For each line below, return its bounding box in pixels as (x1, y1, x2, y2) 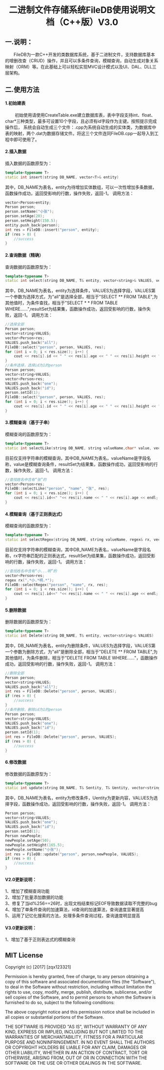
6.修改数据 (5, 759, 27, 765)
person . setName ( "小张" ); (5, 209, 54, 214)
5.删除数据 (5, 607, 27, 613)
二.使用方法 (5, 86, 40, 94)
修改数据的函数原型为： (5, 771, 52, 777)
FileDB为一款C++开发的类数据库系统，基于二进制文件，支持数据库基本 (14, 52, 155, 57)
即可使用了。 (13, 137, 40, 142)
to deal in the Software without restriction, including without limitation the (5, 984, 152, 990)
